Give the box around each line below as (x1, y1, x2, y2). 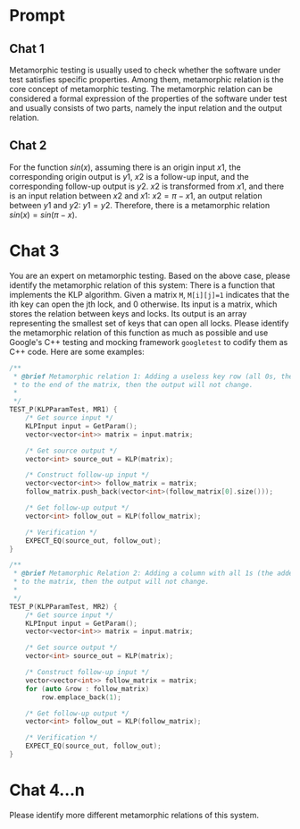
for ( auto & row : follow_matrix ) (25, 684, 150, 693)
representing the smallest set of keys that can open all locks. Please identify (9, 317, 289, 328)
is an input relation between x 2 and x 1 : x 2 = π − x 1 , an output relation (9, 190, 262, 201)
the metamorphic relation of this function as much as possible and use (9, 327, 269, 338)
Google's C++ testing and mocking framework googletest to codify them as (9, 336, 288, 347)
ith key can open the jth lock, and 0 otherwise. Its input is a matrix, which (9, 299, 278, 309)
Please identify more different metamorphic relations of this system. (9, 809, 259, 820)
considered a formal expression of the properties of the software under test (9, 93, 287, 104)
